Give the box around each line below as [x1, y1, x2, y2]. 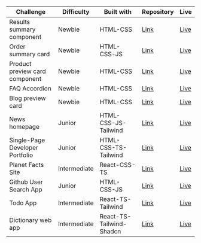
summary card [9, 50, 50, 58]
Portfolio [9, 151, 33, 159]
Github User [9, 178, 43, 186]
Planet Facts [9, 161, 44, 169]
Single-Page [9, 136, 45, 144]
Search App [9, 186, 43, 193]
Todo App [9, 199, 37, 207]
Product [9, 60, 32, 68]
